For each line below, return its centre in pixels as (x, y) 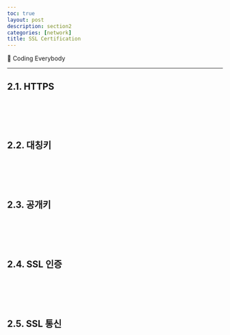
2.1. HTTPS (31, 86)
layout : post (26, 20)
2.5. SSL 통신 (35, 324)
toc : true (21, 13)
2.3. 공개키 (29, 205)
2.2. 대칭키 (29, 146)
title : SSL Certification (44, 39)
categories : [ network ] (39, 33)
